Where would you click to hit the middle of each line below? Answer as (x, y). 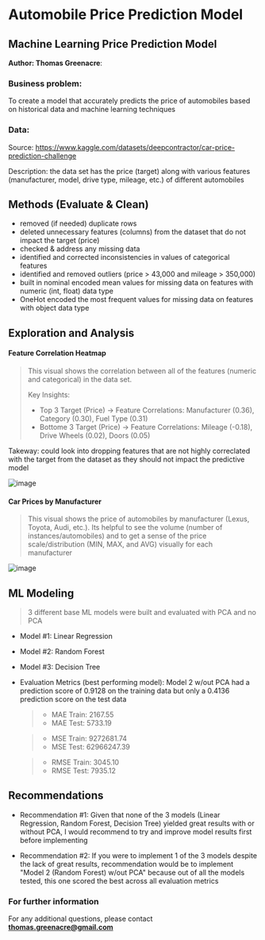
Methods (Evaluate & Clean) (79, 204)
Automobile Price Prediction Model (126, 15)
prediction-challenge (42, 156)
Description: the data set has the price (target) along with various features (129, 171)
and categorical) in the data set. (80, 379)
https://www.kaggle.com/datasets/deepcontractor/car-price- (135, 147)
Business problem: (45, 83)
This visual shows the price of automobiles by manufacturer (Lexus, (138, 519)
